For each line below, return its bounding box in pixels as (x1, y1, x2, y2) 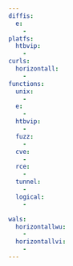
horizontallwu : (15, 222, 67, 231)
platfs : (8, 34, 34, 43)
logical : (15, 192, 45, 201)
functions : (8, 79, 45, 88)
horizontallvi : (15, 238, 67, 246)
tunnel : (15, 178, 42, 187)
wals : (8, 215, 26, 223)
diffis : (8, 11, 34, 20)
